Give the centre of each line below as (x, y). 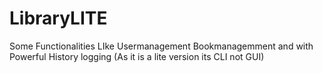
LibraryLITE (58, 18)
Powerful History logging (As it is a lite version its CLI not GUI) (137, 56)
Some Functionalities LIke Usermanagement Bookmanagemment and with (161, 46)
